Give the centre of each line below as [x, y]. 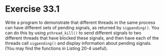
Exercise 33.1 [32, 9]
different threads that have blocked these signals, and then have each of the [82, 38]
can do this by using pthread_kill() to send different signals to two [73, 33]
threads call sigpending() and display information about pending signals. [78, 43]
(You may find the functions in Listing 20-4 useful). [57, 48]
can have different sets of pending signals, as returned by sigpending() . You [82, 27]
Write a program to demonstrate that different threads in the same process [80, 22]
